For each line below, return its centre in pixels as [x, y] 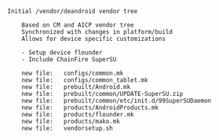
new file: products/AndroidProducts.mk [90, 108]
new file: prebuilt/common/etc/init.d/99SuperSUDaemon [117, 101]
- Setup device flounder [62, 53]
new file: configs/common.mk [73, 73]
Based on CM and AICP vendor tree [78, 25]
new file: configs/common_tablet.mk [85, 80]
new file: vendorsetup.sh [67, 128]
